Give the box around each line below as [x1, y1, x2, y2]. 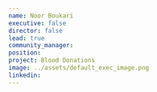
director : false [8, 26, 63, 34]
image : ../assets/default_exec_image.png [8, 64, 150, 72]
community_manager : [8, 42, 74, 50]
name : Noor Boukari [8, 11, 74, 20]
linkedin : [8, 71, 42, 79]
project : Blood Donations [8, 57, 95, 65]
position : [8, 49, 42, 57]
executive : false [8, 19, 67, 27]
